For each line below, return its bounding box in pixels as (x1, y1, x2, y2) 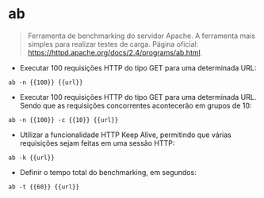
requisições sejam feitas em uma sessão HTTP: (19, 138, 175, 147)
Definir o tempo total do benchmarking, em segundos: (19, 167, 197, 177)
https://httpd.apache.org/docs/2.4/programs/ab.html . (27, 48, 203, 57)
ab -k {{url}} (8, 154, 55, 162)
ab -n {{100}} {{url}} (8, 78, 83, 86)
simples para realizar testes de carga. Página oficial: (27, 39, 199, 48)
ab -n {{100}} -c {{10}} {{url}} (8, 116, 119, 124)
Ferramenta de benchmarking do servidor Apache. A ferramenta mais (27, 31, 256, 40)
